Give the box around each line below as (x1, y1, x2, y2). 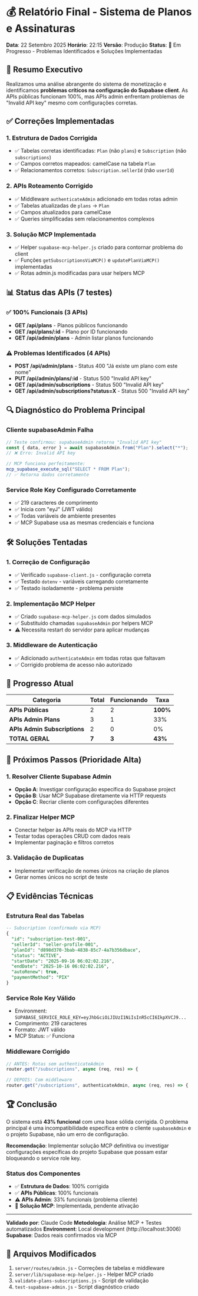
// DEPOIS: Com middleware (6, 1077, 72, 1083)
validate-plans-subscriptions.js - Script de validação (14, 1277, 149, 1284)
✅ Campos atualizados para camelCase (14, 208, 111, 216)
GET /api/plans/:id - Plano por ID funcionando (14, 328, 128, 335)
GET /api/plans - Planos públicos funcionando (14, 321, 128, 328)
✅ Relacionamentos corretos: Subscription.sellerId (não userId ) (14, 167, 174, 174)
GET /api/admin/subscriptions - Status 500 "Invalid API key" (14, 381, 164, 389)
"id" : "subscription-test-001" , (11, 936, 91, 942)
